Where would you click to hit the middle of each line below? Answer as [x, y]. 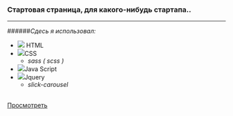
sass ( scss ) [46, 61]
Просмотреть [27, 106]
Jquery [34, 77]
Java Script [40, 69]
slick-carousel [48, 85]
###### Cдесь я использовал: [52, 31]
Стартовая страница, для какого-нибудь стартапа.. [100, 10]
